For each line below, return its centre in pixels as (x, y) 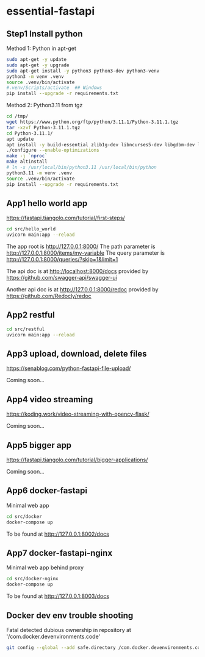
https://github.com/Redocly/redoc (49, 296)
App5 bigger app (39, 445)
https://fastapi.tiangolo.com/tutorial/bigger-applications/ (77, 460)
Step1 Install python (45, 34)
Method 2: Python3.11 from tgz (45, 105)
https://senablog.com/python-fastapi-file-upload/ (69, 368)
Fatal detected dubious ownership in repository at (69, 630)
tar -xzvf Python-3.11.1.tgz (43, 127)
